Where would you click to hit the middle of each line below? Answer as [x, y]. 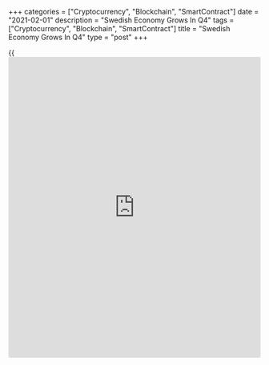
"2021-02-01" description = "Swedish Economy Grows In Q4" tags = [121, 20]
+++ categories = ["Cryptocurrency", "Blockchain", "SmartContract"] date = [134, 12]
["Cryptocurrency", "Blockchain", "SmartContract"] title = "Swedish [119, 28]
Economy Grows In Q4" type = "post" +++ [78, 37]
